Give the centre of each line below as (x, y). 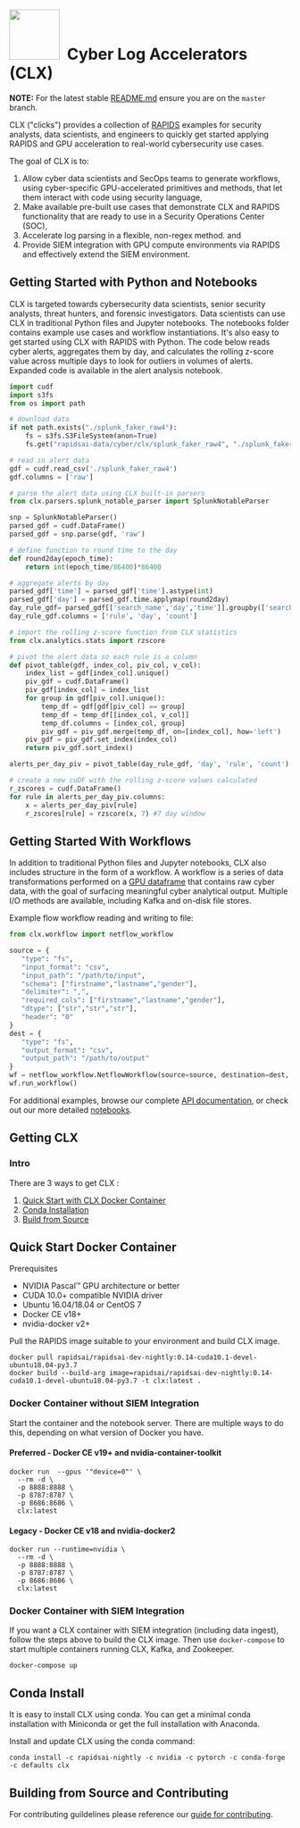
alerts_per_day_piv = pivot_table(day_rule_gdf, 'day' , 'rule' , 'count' (147, 764)
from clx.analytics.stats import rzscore (87, 640)
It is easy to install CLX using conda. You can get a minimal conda (130, 1715)
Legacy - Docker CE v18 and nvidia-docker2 (92, 1531)
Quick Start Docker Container (93, 1247)
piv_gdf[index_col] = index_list (87, 690)
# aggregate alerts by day (59, 583)
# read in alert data (50, 460)
